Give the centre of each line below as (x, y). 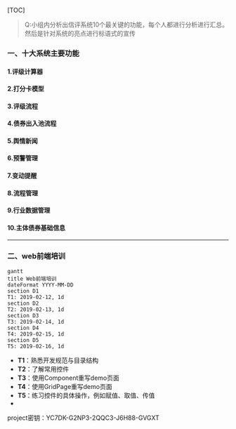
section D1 (23, 291)
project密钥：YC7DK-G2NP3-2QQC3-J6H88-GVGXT (84, 418)
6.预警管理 (23, 158)
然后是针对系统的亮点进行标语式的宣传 (80, 33)
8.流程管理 (23, 193)
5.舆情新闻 (23, 140)
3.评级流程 (23, 106)
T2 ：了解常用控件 (43, 369)
